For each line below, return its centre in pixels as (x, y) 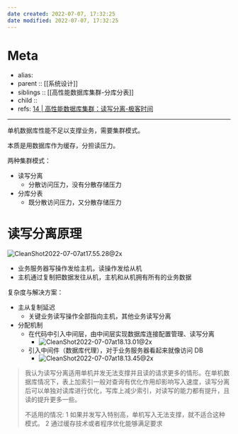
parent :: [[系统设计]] (47, 84)
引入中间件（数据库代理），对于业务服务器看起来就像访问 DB (115, 350)
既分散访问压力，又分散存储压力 (75, 202)
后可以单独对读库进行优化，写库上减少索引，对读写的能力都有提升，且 (127, 391)
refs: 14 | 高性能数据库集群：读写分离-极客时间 (85, 109)
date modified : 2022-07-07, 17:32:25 (63, 21)
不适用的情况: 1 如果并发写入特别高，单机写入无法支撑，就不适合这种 (125, 415)
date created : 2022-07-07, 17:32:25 (61, 14)
